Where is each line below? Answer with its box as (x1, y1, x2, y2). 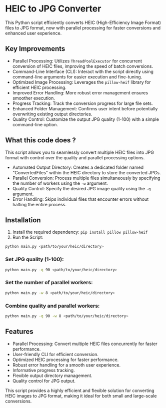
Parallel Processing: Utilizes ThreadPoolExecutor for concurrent (12, 58, 142, 64)
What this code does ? (5, 136, 76, 145)
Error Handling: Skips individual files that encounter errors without (12, 196, 149, 202)
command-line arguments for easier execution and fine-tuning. (12, 73, 142, 80)
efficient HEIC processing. (12, 84, 66, 90)
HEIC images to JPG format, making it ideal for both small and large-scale (5, 393, 157, 399)
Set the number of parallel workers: (5, 279, 93, 286)
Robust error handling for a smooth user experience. (12, 362, 121, 368)
